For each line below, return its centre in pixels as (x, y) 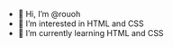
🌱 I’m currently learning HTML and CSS (91, 33)
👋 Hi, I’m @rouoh (49, 14)
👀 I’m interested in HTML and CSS (81, 23)
